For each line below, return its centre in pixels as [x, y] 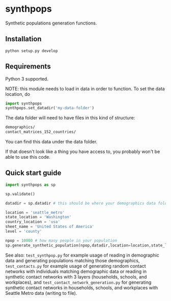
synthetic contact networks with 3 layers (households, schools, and [76, 277]
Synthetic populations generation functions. [51, 23]
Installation [23, 39]
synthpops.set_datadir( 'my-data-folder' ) [50, 108]
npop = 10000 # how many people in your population [61, 240]
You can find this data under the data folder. [51, 142]
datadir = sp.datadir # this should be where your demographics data [81, 203]
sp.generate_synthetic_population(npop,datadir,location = [68, 245]
